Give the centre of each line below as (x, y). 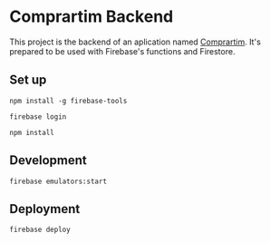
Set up (28, 80)
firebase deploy (40, 230)
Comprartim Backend (92, 17)
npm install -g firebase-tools (68, 101)
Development (48, 160)
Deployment (45, 209)
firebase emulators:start (58, 181)
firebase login (38, 117)
